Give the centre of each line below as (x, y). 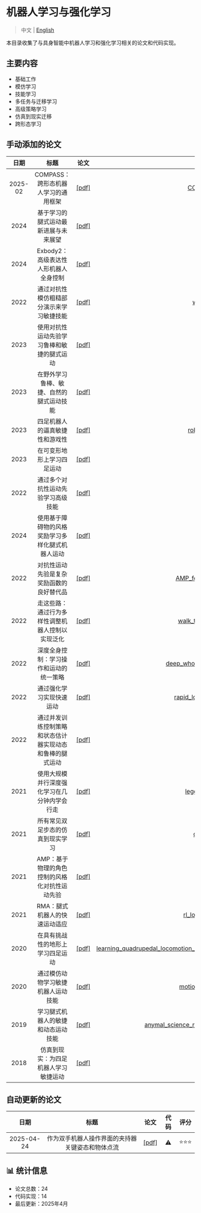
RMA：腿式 (53, 906)
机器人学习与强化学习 (59, 12)
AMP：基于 (53, 859)
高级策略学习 (31, 109)
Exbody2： (52, 251)
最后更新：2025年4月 (42, 1204)
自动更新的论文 (34, 1100)
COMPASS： (52, 174)
